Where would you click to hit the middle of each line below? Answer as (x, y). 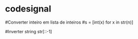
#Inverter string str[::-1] (29, 31)
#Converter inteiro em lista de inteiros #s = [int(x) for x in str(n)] (69, 22)
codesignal (28, 9)
